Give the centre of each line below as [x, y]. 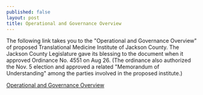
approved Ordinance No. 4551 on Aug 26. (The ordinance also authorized [99, 60]
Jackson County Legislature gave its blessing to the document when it [95, 54]
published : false [28, 12]
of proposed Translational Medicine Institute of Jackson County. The [93, 47]
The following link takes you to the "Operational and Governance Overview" [102, 41]
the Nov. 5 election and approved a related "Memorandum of [83, 67]
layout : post [23, 18]
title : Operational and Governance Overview [64, 23]
